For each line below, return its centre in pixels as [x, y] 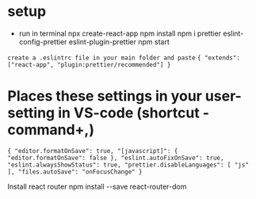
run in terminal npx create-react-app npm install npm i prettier [120, 33]
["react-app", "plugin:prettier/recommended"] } [89, 65]
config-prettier [43, 41]
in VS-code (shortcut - [134, 113]
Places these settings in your [105, 96]
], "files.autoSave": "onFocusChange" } [75, 172]
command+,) [51, 130]
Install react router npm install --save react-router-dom [97, 186]
